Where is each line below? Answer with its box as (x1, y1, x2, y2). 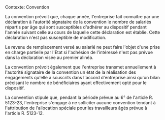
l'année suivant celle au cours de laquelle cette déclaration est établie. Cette (5, 30, 160, 35)
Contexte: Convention (5, 4, 50, 10)
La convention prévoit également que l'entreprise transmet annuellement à (5, 64, 157, 70)
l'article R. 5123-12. (5, 110, 44, 116)
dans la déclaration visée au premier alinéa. (5, 55, 94, 60)
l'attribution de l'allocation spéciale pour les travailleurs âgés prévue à (5, 105, 147, 111)
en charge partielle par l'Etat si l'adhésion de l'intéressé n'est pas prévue (5, 49, 153, 55)
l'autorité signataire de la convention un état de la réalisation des (5, 69, 136, 75)
